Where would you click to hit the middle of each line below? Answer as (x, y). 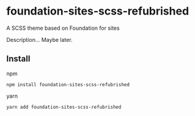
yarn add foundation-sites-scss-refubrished (64, 107)
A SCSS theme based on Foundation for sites (63, 28)
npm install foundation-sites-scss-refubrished (68, 84)
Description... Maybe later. (39, 39)
